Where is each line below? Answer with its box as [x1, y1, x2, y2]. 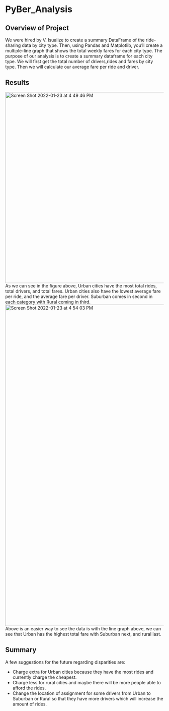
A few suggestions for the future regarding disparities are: [5, 659, 126, 665]
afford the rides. [12, 685, 46, 691]
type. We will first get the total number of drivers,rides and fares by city [5, 58, 153, 64]
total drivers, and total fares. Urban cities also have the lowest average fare [5, 288, 161, 294]
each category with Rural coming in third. [5, 299, 91, 305]
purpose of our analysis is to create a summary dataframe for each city [5, 53, 153, 59]
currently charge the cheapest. [12, 674, 77, 680]
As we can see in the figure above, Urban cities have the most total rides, [5, 282, 157, 288]
